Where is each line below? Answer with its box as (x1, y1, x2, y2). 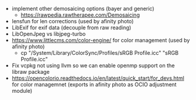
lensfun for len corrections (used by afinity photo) (11, 18, 134, 24)
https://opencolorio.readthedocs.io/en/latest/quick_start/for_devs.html (11, 74, 185, 82)
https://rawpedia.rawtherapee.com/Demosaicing (20, 11, 140, 18)
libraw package (11, 68, 50, 75)
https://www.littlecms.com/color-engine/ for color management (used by (11, 37, 190, 43)
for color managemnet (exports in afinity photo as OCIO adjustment (11, 81, 177, 88)
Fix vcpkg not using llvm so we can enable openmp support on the (11, 62, 175, 69)
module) (11, 87, 33, 94)
